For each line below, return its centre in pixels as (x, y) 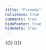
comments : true (21, 19)
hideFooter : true (23, 24)
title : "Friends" (23, 10)
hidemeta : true (21, 28)
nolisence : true (22, 14)
